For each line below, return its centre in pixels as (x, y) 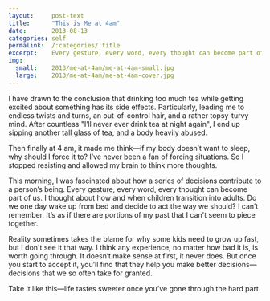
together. (23, 223)
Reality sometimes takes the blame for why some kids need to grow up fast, (134, 238)
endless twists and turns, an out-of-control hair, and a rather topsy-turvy (129, 115)
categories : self (37, 38)
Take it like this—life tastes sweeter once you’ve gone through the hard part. (135, 288)
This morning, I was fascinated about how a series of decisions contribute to (135, 181)
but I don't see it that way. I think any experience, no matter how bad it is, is (133, 247)
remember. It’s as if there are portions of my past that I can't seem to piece (132, 214)
